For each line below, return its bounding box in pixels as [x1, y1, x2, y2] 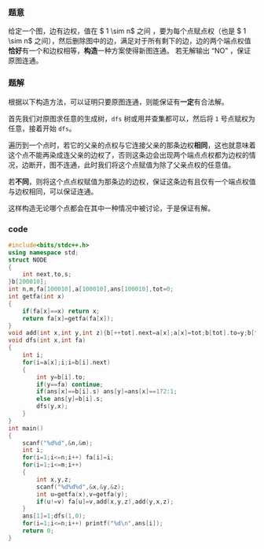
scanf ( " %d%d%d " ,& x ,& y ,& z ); [36, 483, 125, 491]
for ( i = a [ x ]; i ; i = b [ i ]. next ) [22, 358, 111, 366]
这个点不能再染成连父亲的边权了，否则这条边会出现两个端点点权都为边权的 [8, 150, 249, 159]
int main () [8, 424, 44, 432]
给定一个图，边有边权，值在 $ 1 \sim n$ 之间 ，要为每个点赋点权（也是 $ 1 [8, 26, 247, 36]
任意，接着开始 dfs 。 [8, 124, 76, 133]
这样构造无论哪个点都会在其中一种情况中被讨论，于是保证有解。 [8, 203, 214, 213]
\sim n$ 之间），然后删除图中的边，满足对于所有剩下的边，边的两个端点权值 [8, 36, 251, 46]
